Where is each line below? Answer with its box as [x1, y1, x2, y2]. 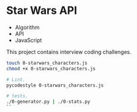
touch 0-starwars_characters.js [6, 60, 88, 66]
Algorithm [14, 24, 40, 31]
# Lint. [6, 76, 26, 82]
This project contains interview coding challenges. [6, 48, 132, 55]
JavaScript [14, 36, 42, 44]
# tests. [6, 93, 28, 99]
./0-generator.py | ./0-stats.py [6, 99, 91, 105]
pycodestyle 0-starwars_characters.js [6, 82, 104, 88]
